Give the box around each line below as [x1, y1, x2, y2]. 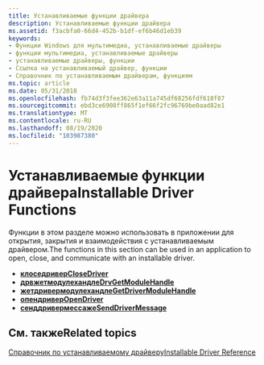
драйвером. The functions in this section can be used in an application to [8, 244, 251, 254]
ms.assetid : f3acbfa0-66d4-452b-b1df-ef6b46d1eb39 [8, 27, 182, 35]
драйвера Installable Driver [8, 183, 195, 201]
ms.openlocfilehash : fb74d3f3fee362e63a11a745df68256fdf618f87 [8, 94, 225, 102]
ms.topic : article [8, 79, 70, 87]
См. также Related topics [8, 326, 137, 339]
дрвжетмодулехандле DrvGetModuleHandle [19, 277, 175, 287]
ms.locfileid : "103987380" [8, 131, 99, 139]
